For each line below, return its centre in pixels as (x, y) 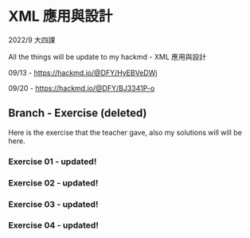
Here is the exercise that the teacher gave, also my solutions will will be (125, 132)
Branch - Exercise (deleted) (78, 113)
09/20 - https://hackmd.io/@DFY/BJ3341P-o (82, 88)
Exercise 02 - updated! (53, 182)
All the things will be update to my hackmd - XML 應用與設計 (107, 57)
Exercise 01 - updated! (53, 162)
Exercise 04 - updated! (54, 225)
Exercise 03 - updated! (53, 204)
